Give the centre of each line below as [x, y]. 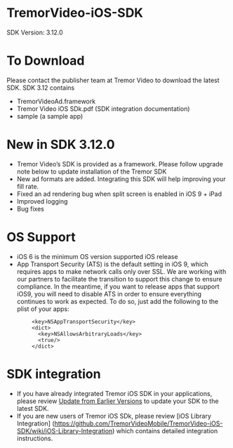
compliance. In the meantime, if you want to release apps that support [118, 286]
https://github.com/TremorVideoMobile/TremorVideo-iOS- [139, 423]
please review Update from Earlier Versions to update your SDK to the [118, 401]
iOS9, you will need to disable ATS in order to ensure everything [109, 294]
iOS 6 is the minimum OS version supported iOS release [97, 256]
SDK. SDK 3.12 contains [41, 87]
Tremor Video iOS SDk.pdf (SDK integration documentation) [103, 108]
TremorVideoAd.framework [56, 101]
